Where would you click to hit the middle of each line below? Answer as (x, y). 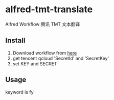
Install (15, 41)
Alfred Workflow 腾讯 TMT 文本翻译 (43, 24)
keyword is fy (20, 92)
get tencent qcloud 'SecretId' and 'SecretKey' (61, 58)
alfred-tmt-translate (49, 9)
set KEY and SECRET (35, 64)
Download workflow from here (45, 53)
